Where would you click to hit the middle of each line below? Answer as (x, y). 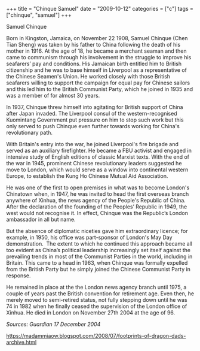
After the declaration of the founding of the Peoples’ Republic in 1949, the (97, 207)
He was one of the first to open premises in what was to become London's (98, 187)
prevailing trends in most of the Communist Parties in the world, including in (99, 256)
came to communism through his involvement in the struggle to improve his (99, 57)
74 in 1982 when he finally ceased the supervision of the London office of (97, 306)
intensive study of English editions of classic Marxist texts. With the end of (98, 157)
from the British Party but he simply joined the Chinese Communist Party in (99, 269)
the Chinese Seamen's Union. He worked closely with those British (88, 76)
